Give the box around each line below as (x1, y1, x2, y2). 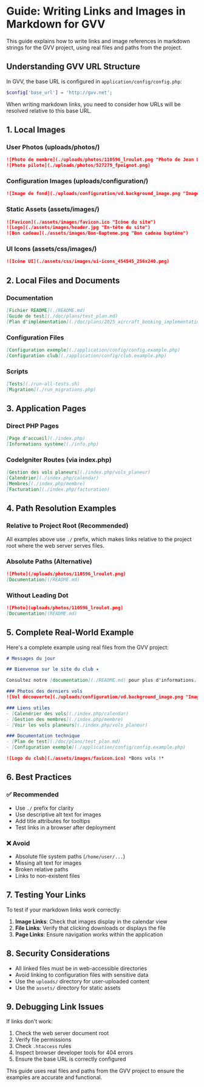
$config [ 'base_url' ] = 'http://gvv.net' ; (6, 90, 113, 96)
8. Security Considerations (6, 949, 110, 959)
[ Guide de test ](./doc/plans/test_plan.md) (6, 313, 118, 319)
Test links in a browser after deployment (15, 824, 116, 831)
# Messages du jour (6, 655, 56, 662)
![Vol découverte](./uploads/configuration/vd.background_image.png (6, 694, 183, 700)
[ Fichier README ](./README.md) (6, 308, 86, 314)
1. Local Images (6, 125, 66, 135)
